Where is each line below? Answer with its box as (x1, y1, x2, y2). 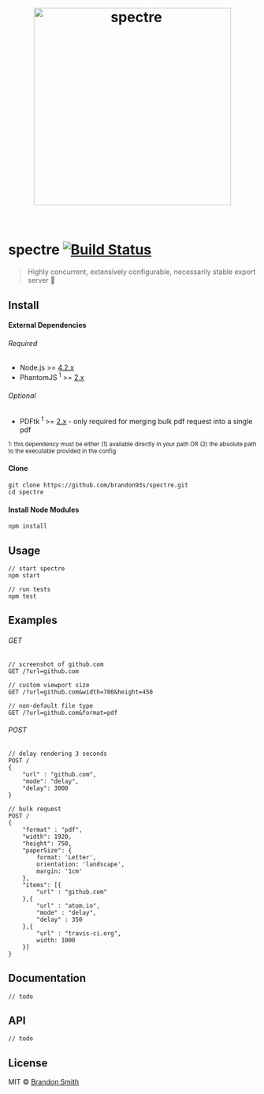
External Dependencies (8, 321, 87, 330)
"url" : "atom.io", (36, 901, 101, 910)
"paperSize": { (22, 846, 73, 855)
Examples (8, 614, 58, 627)
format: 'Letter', (36, 853, 97, 861)
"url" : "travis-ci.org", (36, 929, 122, 938)
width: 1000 (36, 936, 76, 944)
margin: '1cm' (36, 867, 83, 875)
